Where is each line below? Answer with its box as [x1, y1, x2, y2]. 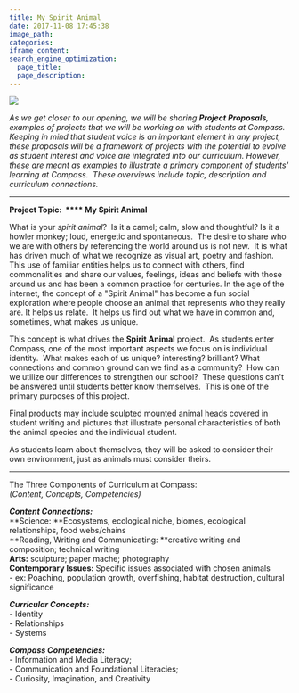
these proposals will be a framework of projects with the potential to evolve [9, 140, 287, 152]
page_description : [17, 71, 86, 80]
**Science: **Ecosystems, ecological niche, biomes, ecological [9, 515, 246, 526]
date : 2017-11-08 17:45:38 [9, 21, 109, 30]
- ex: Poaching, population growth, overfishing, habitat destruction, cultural [9, 572, 285, 582]
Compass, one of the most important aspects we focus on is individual [9, 342, 268, 353]
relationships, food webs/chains [9, 524, 126, 535]
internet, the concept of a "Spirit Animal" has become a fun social [9, 287, 250, 299]
